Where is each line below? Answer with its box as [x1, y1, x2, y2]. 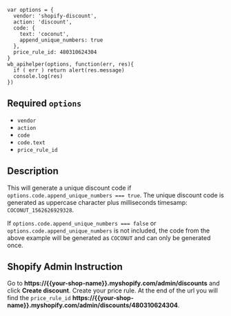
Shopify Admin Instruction [7, 261, 123, 273]
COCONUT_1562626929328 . [7, 206, 74, 214]
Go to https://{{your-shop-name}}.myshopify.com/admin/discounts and [7, 279, 220, 288]
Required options [7, 97, 82, 110]
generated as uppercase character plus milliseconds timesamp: [7, 198, 188, 206]
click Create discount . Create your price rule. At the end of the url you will [7, 286, 219, 295]
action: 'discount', [13, 19, 72, 26]
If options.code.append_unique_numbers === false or [7, 219, 157, 227]
